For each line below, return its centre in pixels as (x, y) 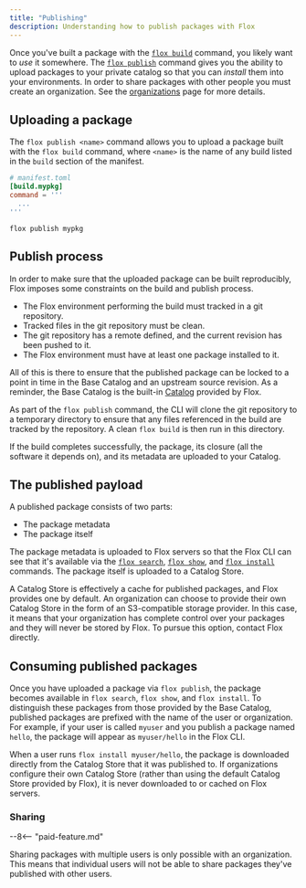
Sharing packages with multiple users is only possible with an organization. (151, 854)
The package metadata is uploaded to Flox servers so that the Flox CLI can (151, 552)
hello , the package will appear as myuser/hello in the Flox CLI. (127, 737)
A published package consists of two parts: (91, 507)
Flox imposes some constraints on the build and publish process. (132, 288)
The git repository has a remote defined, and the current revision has (153, 335)
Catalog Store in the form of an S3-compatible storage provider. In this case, (153, 608)
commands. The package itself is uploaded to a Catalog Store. (127, 571)
